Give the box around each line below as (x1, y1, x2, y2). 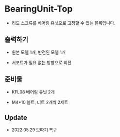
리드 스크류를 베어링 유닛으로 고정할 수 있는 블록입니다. (11, 20, 116, 26)
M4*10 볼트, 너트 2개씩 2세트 (11, 99, 69, 105)
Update (4, 113, 28, 122)
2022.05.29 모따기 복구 (11, 127, 57, 133)
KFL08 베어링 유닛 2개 (11, 89, 55, 95)
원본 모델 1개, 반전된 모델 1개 (11, 49, 66, 55)
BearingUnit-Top (4, 3, 73, 15)
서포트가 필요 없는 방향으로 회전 (11, 60, 71, 65)
